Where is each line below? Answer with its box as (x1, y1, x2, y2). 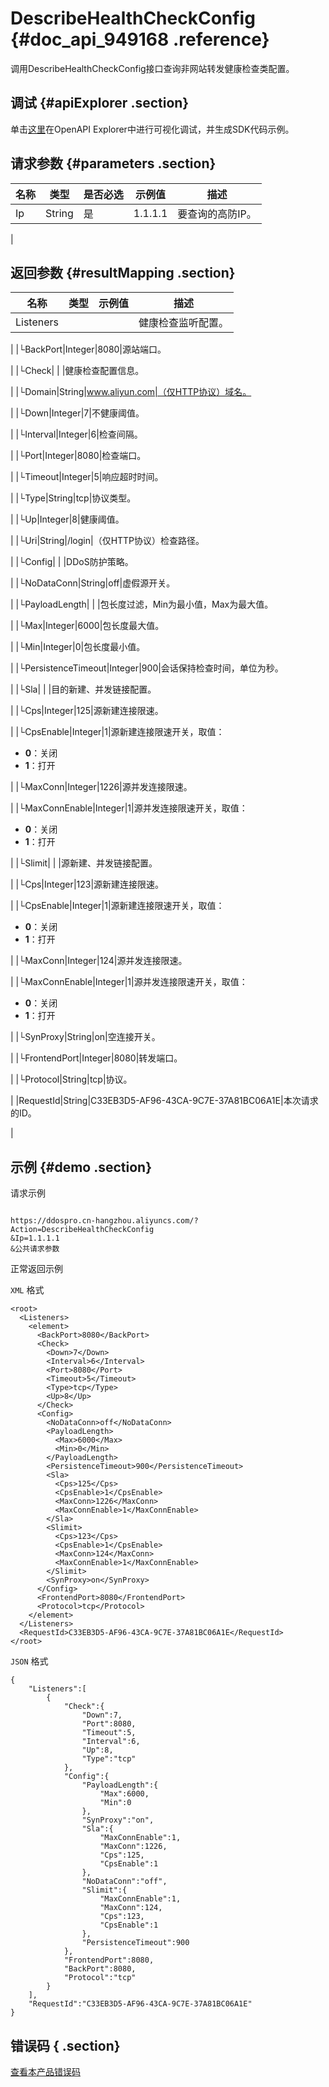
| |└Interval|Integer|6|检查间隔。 (10, 428, 143, 441)
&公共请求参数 (10, 1244, 60, 1254)
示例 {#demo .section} (10, 1158, 153, 1176)
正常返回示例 (10, 1263, 63, 1275)
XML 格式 (10, 1284, 45, 1296)
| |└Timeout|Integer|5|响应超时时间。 (10, 471, 164, 483)
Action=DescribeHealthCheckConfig (10, 1225, 155, 1235)
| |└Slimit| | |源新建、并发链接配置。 (10, 857, 158, 869)
